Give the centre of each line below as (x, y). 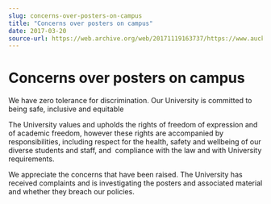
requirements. (31, 159)
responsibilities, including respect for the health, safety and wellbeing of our (135, 142)
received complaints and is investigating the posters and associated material (135, 183)
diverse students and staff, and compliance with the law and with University (135, 151)
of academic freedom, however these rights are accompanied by (116, 133)
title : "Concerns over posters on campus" (81, 23)
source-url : (28, 38)
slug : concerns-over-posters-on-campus (75, 16)
